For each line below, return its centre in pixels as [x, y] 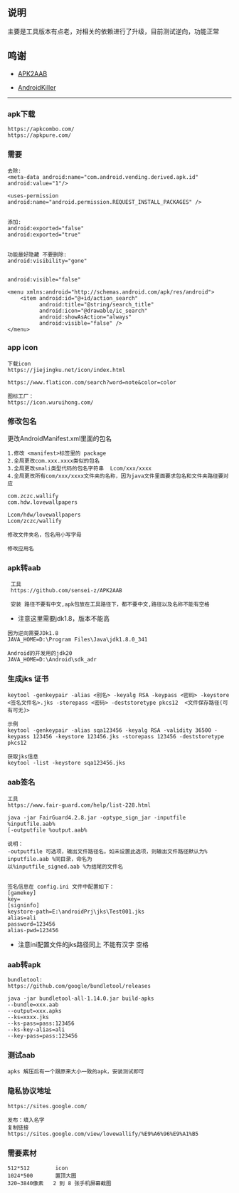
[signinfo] [23, 905]
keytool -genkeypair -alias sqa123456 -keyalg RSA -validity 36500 [110, 730]
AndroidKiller [37, 87]
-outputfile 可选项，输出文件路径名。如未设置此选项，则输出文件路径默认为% [107, 851]
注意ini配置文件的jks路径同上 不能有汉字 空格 [83, 944]
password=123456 [31, 924]
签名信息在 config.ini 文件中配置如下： [61, 887]
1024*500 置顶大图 [42, 1176]
